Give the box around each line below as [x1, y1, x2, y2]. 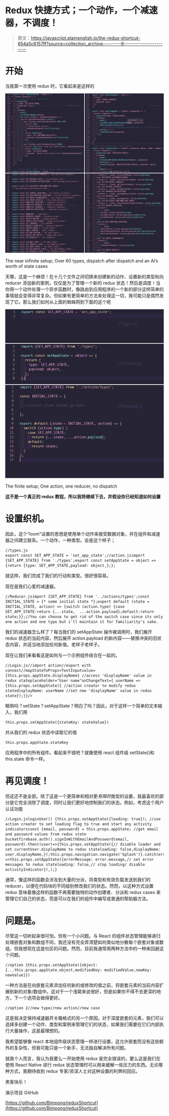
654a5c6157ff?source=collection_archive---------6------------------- [17, 40, 162, 47]
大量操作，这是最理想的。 [9, 1028, 63, 1034]
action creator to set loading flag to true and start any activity [5, 822, 152, 827]
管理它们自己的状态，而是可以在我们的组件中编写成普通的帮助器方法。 [5, 896, 151, 902]
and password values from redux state [5, 832, 87, 837]
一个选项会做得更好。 [18, 995, 63, 1001]
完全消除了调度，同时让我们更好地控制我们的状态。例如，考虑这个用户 [18, 799, 164, 806]
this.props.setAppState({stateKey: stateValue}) [5, 720, 109, 725]
